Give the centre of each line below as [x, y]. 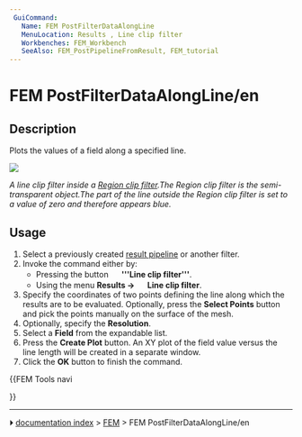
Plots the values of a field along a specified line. [98, 150]
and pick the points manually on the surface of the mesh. [128, 314]
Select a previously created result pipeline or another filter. [131, 254]
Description [43, 128]
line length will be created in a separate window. [111, 351]
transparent [31, 195]
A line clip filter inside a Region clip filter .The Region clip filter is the [134, 185]
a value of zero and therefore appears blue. [90, 205]
